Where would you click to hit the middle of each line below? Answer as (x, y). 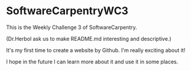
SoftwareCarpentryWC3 (67, 11)
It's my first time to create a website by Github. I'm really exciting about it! (96, 50)
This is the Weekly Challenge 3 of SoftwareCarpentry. (72, 27)
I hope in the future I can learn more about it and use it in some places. (92, 62)
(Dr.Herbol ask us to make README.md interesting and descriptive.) (89, 38)
